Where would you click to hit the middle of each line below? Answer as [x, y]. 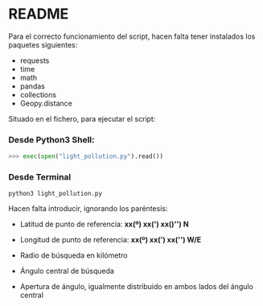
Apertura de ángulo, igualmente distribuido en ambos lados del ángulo [136, 287]
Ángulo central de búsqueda [67, 271]
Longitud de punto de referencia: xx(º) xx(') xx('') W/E [111, 240]
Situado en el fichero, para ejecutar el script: [82, 118]
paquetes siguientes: [43, 44]
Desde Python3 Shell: [51, 139]
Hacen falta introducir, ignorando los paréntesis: [88, 209]
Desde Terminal [40, 177]
